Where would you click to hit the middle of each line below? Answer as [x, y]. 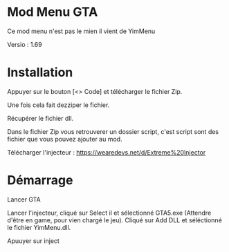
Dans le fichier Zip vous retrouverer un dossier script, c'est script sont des [113, 131]
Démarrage [40, 181]
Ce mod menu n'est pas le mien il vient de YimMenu [81, 31]
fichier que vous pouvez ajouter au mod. [65, 139]
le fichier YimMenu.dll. [39, 227]
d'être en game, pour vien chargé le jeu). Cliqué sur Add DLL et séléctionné [115, 220]
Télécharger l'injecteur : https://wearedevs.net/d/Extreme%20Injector [107, 152]
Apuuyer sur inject [34, 241]
